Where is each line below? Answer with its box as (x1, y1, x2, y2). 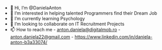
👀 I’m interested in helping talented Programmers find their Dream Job (10, 10, 157, 16)
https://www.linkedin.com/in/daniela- (74, 34, 153, 40)
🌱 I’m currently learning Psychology (10, 16, 85, 21)
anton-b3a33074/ (10, 39, 47, 45)
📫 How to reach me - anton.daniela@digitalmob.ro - (10, 27, 121, 32)
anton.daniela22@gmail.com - (10, 34, 74, 40)
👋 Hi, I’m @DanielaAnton (10, 5, 62, 11)
